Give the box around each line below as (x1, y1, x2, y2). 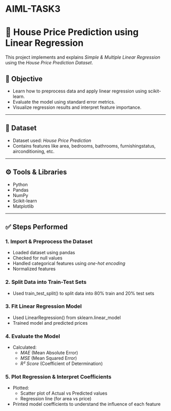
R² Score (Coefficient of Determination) (20, 360, 103, 367)
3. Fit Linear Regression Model (5, 303, 82, 310)
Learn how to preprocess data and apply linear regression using (12, 88, 147, 94)
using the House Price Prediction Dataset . (5, 60, 93, 66)
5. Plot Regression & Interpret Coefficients (5, 373, 112, 380)
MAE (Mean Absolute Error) (20, 350, 78, 356)
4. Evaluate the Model (5, 332, 60, 340)
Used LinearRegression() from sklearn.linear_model (12, 315, 121, 321)
